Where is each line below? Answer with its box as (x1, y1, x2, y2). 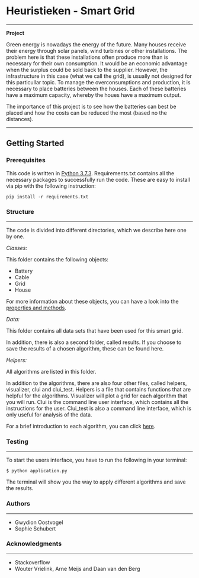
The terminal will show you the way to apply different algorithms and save (6, 478, 186, 485)
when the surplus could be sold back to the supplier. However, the (6, 66, 168, 73)
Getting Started (6, 138, 65, 149)
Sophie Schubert (14, 525, 56, 532)
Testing (6, 437, 28, 446)
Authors (6, 500, 31, 508)
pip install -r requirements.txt (6, 194, 89, 200)
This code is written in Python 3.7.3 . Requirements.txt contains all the (6, 169, 175, 176)
